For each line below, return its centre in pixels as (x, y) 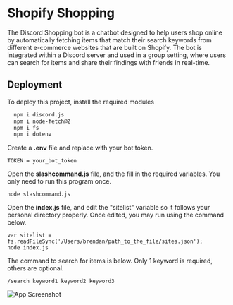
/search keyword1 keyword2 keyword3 (61, 281)
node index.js (28, 248)
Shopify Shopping (61, 13)
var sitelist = (30, 235)
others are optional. (36, 268)
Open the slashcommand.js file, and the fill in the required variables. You (114, 174)
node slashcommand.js (39, 195)
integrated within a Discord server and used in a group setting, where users (117, 55)
